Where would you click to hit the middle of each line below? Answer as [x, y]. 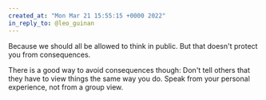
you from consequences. [50, 54]
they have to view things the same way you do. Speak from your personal [129, 78]
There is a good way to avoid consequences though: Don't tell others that [129, 70]
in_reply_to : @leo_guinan [51, 23]
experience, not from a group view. [66, 87]
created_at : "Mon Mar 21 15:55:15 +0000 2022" [87, 16]
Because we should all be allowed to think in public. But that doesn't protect [133, 46]
